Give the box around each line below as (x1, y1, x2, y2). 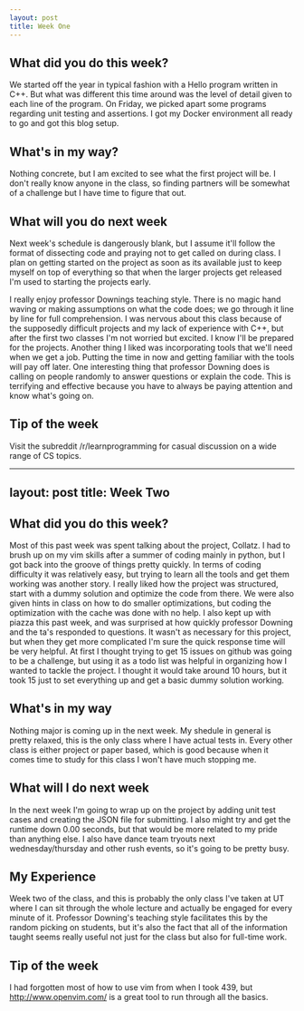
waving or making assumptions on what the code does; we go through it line (9, 303, 294, 314)
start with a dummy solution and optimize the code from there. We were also (9, 588, 294, 598)
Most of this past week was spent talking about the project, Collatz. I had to (9, 540, 291, 550)
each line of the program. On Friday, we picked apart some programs (9, 99, 267, 110)
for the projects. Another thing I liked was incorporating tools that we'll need (9, 342, 293, 353)
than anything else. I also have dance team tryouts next (9, 833, 215, 844)
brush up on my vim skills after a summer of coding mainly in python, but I (9, 549, 286, 560)
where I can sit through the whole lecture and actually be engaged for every (9, 903, 292, 914)
